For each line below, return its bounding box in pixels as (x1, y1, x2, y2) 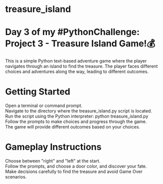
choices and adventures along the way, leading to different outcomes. (5, 68, 149, 74)
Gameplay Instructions (5, 141, 102, 153)
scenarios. (5, 174, 27, 179)
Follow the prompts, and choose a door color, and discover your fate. (5, 163, 147, 169)
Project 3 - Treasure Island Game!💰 (5, 38, 156, 49)
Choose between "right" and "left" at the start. (5, 158, 101, 163)
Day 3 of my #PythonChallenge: (5, 26, 140, 38)
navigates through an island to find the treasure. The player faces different (5, 63, 158, 69)
